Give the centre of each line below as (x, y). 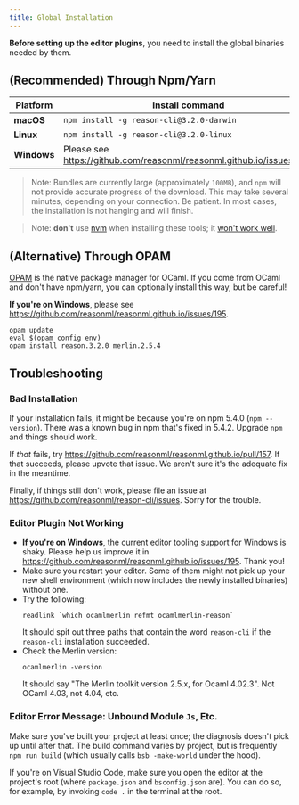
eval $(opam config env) (55, 338)
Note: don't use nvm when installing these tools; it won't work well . (154, 228)
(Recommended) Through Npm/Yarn (113, 81)
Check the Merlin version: (69, 651)
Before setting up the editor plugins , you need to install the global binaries (147, 43)
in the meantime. (40, 472)
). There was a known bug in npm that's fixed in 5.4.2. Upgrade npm (160, 427)
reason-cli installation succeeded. (85, 642)
